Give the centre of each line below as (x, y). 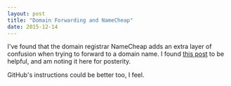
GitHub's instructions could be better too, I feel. (76, 75)
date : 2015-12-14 (33, 27)
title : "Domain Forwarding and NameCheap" (70, 20)
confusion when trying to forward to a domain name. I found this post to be (116, 54)
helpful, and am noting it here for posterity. (69, 62)
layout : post (26, 14)
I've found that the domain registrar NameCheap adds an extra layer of (110, 47)
